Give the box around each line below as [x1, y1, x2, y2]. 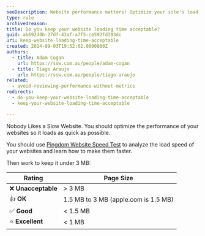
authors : [6, 49, 29, 55]
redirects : [6, 89, 34, 95]
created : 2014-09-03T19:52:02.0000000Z [6, 44, 108, 50]
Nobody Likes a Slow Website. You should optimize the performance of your [6, 122, 199, 129]
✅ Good [9, 207, 32, 215]
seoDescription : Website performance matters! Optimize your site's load [6, 9, 199, 15]
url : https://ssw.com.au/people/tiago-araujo [17, 72, 136, 78]
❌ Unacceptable [9, 184, 58, 192]
